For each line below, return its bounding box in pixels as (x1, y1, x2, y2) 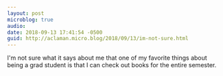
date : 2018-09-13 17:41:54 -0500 (7, 28, 103, 36)
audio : (7, 22, 26, 29)
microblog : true (7, 16, 54, 23)
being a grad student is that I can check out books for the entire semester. (7, 61, 217, 69)
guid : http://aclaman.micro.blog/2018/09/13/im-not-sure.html (7, 35, 189, 42)
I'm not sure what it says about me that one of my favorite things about (7, 54, 207, 62)
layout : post (7, 9, 45, 17)
